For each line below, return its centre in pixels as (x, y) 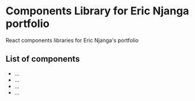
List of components (43, 59)
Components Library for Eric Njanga (97, 11)
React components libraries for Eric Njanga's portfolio (72, 40)
